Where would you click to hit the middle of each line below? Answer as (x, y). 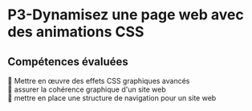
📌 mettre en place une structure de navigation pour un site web (112, 98)
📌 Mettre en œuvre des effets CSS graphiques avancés (99, 81)
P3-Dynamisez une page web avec (126, 15)
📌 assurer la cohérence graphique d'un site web (87, 89)
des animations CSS (76, 32)
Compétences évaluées (68, 62)
